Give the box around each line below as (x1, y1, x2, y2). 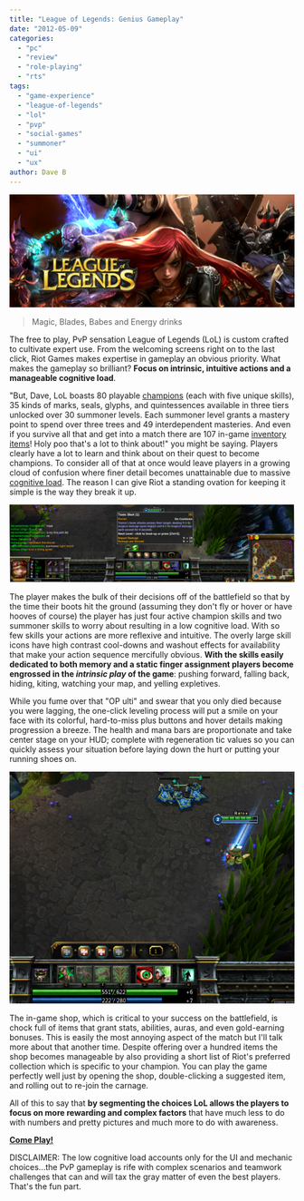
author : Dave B (9, 168, 67, 177)
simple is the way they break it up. (9, 486, 138, 498)
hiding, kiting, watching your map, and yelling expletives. (9, 678, 221, 688)
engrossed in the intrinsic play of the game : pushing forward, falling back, (9, 668, 290, 679)
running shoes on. (9, 753, 77, 764)
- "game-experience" (17, 91, 95, 100)
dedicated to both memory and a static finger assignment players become (9, 659, 294, 669)
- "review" (17, 53, 59, 63)
